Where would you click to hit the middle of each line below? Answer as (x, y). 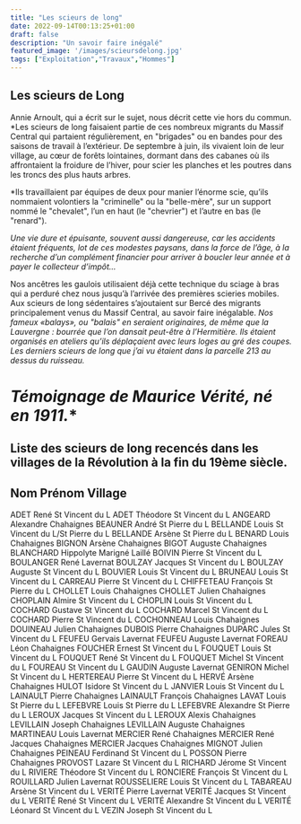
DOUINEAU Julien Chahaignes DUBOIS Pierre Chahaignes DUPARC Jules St (150, 629)
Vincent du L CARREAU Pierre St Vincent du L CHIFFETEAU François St (142, 582)
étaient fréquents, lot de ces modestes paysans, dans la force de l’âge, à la (150, 247)
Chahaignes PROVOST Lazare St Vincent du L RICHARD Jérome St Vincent (149, 763)
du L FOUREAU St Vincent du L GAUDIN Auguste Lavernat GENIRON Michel (150, 667)
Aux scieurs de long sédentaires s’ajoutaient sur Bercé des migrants (136, 302)
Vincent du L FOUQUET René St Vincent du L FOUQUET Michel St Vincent (147, 658)
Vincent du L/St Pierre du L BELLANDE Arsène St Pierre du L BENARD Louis (150, 534)
